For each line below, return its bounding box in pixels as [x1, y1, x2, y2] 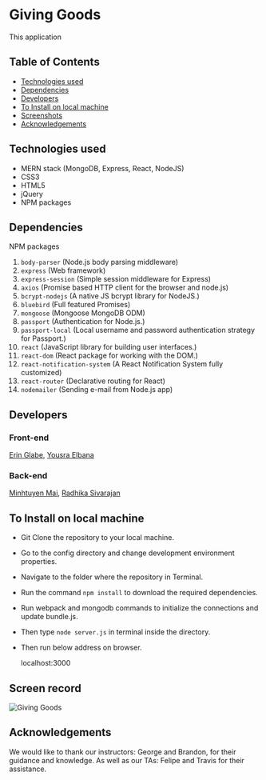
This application [9, 32, 62, 42]
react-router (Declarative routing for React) [20, 376, 166, 386]
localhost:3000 [20, 658, 71, 668]
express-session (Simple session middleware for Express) [20, 274, 211, 284]
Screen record [9, 682, 82, 695]
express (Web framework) [20, 266, 106, 275]
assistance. [9, 764, 47, 774]
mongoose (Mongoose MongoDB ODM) [20, 308, 146, 318]
